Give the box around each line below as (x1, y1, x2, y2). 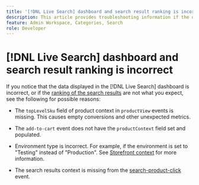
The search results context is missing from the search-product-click (14, 167, 182, 174)
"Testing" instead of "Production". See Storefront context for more (14, 149, 176, 156)
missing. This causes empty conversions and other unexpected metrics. (14, 113, 191, 120)
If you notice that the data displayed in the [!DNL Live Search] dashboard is (6, 83, 190, 90)
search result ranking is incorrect (6, 63, 174, 77)
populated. (14, 131, 41, 138)
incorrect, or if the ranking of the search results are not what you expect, (6, 90, 184, 97)
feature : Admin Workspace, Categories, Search (6, 20, 123, 25)
